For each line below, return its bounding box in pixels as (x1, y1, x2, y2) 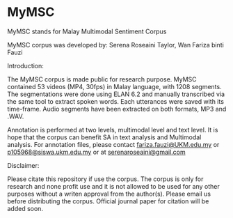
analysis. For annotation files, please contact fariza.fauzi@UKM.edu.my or (7, 140, 220, 148)
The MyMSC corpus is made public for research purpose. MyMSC (7, 75, 197, 84)
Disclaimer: (7, 161, 40, 169)
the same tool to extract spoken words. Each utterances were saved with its (7, 97, 225, 105)
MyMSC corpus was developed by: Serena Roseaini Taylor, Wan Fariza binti (7, 40, 224, 49)
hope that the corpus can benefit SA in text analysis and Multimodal (7, 133, 202, 141)
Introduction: (7, 61, 44, 70)
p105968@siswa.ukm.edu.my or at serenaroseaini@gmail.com (7, 148, 186, 156)
